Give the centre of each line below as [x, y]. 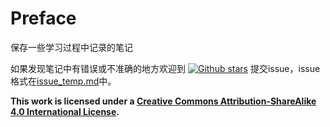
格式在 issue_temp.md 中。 [63, 81]
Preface [43, 18]
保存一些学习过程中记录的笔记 [71, 47]
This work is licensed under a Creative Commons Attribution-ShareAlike [163, 101]
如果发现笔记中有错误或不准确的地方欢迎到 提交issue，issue [165, 68]
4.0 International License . [65, 111]
